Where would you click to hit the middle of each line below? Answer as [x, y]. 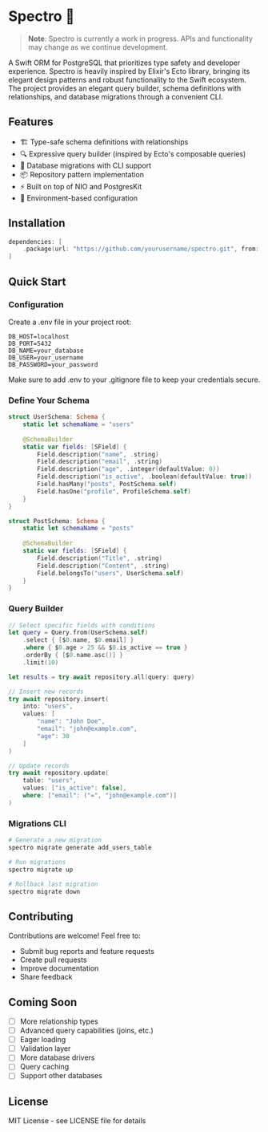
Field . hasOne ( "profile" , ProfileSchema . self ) [114, 491]
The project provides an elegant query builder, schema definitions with [125, 88]
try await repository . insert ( [59, 699]
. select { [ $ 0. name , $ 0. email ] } [78, 640]
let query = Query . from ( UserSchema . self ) [78, 633]
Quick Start [37, 281]
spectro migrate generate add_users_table [80, 848]
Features [31, 122]
